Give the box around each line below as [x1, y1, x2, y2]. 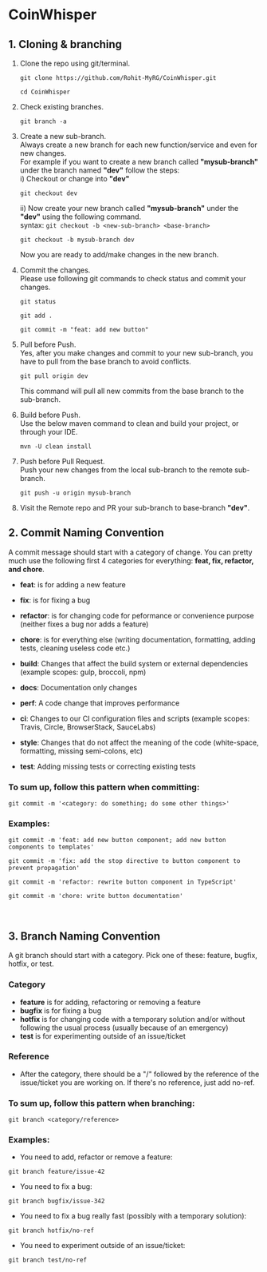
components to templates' [8, 843, 94, 852]
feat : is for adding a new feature [19, 579, 126, 589]
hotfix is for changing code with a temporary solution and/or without [19, 1014, 245, 1024]
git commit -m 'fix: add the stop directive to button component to [8, 857, 241, 865]
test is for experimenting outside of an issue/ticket [19, 1031, 186, 1040]
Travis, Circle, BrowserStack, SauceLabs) [19, 721, 156, 732]
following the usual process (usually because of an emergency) [19, 1023, 229, 1032]
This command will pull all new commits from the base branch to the [19, 386, 245, 396]
